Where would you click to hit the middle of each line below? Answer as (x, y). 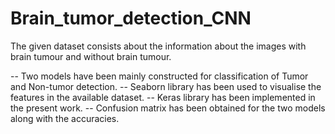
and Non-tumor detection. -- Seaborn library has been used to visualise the (166, 86)
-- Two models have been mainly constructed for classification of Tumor (159, 76)
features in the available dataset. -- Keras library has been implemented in (163, 97)
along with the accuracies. (65, 118)
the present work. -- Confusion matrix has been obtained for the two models (168, 108)
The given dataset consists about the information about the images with (158, 46)
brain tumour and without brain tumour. (91, 56)
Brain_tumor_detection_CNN (131, 18)
